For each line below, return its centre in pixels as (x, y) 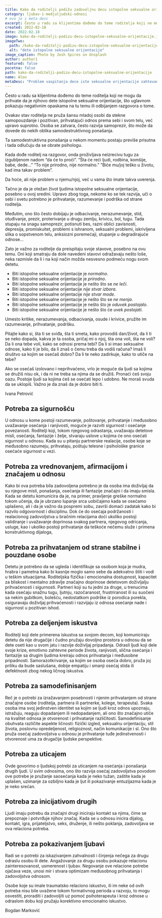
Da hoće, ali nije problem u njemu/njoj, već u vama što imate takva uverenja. (80, 179)
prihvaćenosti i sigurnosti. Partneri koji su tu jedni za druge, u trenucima (76, 587)
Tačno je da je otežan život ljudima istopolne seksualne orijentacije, (72, 189)
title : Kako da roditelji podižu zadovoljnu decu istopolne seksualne (77, 9)
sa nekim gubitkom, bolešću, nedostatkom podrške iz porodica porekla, (76, 598)
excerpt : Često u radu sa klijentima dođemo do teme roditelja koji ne (78, 23)
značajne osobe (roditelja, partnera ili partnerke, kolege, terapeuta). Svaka (79, 703)
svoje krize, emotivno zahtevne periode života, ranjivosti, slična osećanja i (79, 650)
